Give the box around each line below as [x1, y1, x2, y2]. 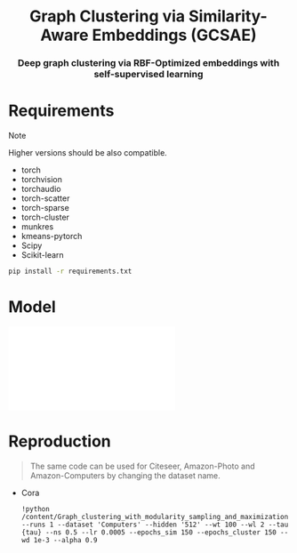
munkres [20, 221, 54, 232]
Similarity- [189, 6, 268, 27]
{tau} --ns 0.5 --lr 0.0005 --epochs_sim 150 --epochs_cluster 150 [20, 527, 277, 537]
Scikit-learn [20, 250, 64, 260]
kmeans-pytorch [20, 231, 83, 242]
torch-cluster [20, 212, 70, 223]
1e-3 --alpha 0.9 [33, 535, 98, 544]
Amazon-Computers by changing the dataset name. [29, 469, 221, 481]
